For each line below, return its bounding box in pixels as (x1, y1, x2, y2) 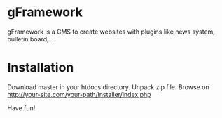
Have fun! (7, 103, 36, 112)
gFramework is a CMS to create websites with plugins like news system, (7, 27, 216, 36)
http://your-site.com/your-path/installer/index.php (7, 90, 152, 98)
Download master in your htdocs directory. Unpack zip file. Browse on (7, 82, 209, 91)
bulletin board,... (7, 34, 55, 43)
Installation (7, 60, 74, 76)
